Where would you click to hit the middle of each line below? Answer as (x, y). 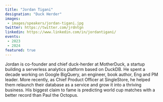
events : (13, 37)
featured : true (20, 50)
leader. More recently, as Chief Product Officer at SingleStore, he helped (78, 79)
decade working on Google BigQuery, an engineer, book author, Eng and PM (81, 74)
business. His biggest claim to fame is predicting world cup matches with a (80, 90)
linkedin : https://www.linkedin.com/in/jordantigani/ (61, 32)
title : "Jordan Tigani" (29, 9)
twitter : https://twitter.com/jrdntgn (44, 28)
